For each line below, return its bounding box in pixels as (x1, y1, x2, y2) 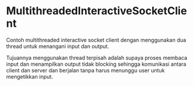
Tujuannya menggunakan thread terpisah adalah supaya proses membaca (6, 54, 188, 61)
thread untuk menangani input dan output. (6, 43, 109, 50)
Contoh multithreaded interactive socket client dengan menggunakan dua (6, 36, 186, 43)
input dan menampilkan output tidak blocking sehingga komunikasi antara (6, 60, 186, 68)
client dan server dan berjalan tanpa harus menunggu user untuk (6, 66, 165, 74)
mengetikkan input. (6, 73, 53, 80)
